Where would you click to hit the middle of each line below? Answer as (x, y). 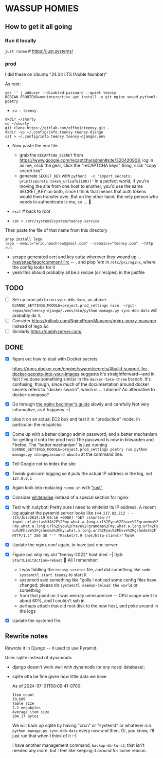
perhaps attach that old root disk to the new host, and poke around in (89, 606)
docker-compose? (30, 395)
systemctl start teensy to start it (53, 575)
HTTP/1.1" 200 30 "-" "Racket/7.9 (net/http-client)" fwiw (73, 535)
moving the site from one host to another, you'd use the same (81, 186)
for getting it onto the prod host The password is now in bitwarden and (83, 440)
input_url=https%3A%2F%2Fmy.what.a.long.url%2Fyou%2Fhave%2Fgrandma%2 (85, 522)
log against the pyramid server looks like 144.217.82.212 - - (73, 513)
